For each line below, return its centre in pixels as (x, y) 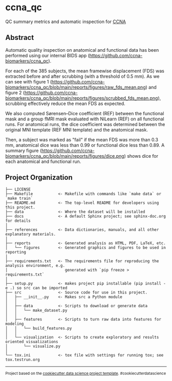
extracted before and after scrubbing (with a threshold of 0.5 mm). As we (82, 76)
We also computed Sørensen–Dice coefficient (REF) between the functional (85, 113)
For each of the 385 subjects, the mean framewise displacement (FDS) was (85, 71)
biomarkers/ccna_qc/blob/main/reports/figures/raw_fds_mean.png (76, 87)
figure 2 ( (15, 92)
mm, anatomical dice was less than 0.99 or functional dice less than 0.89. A (85, 145)
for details (18, 221)
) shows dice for (141, 156)
